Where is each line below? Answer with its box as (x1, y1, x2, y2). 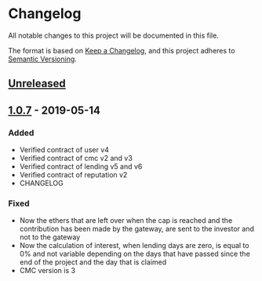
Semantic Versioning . (8, 54, 77, 64)
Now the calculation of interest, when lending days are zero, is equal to (19, 241, 249, 250)
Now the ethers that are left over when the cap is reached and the (19, 216, 233, 225)
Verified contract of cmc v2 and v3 (19, 154, 133, 163)
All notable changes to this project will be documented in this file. (8, 31, 220, 40)
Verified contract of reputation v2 (19, 170, 128, 180)
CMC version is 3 (19, 266, 76, 276)
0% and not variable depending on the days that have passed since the (19, 249, 251, 259)
